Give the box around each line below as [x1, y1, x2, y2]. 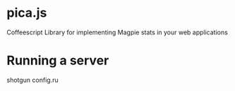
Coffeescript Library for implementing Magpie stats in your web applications [6, 28, 229, 36]
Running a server [6, 52, 109, 69]
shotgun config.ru [6, 76, 59, 84]
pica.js [6, 5, 47, 21]
